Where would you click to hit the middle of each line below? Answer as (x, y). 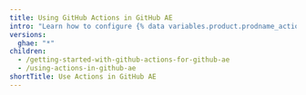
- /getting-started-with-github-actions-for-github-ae (124, 60)
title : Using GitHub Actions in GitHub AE (91, 18)
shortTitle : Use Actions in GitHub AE (83, 77)
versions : (28, 34)
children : (28, 52)
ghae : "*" (36, 43)
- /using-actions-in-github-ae (77, 69)
